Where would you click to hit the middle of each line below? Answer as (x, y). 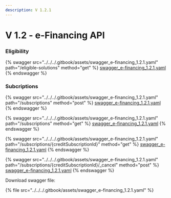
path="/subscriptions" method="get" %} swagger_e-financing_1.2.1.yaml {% (86, 123)
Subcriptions (22, 86)
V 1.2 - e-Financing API (55, 35)
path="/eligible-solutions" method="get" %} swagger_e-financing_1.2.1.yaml (86, 68)
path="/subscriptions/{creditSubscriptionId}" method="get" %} (72, 144)
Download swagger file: (30, 180)
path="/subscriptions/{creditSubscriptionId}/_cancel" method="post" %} (82, 165)
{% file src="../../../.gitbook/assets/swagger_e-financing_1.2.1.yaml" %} (80, 190)
